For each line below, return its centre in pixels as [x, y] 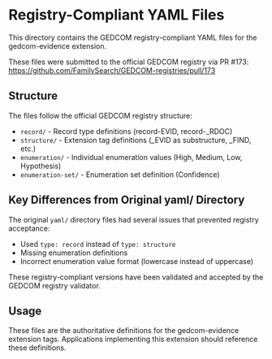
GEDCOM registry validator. [55, 285]
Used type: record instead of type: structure [98, 244]
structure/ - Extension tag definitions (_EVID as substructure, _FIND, [136, 140]
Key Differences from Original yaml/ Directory [127, 200]
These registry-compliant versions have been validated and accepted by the [136, 277]
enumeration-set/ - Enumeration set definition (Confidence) [120, 174]
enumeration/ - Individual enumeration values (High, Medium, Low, [131, 157]
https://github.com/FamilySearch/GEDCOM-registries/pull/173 [112, 70]
